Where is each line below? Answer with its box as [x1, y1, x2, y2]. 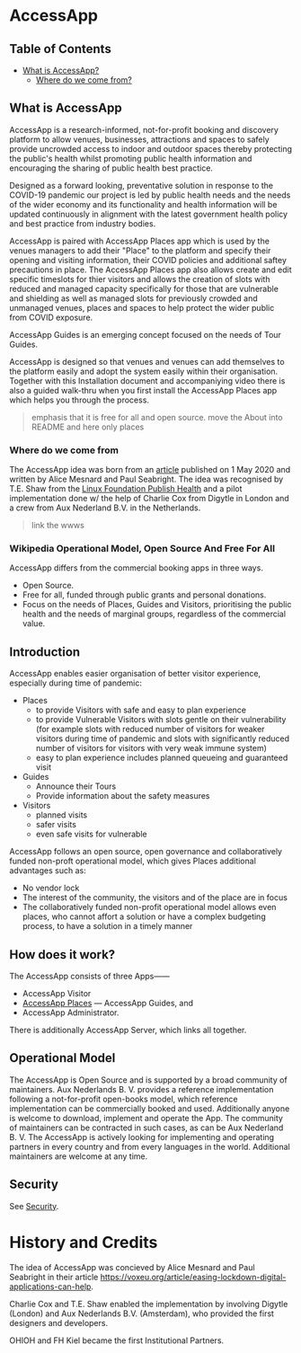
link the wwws [31, 520, 85, 531]
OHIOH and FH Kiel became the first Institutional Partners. [9, 1335, 225, 1346]
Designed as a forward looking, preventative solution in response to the [9, 180, 274, 190]
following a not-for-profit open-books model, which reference [9, 1093, 238, 1104]
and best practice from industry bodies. [9, 217, 156, 229]
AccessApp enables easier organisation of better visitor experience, [9, 668, 261, 679]
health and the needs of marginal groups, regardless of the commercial [22, 608, 286, 620]
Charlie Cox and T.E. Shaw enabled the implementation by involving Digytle [9, 1298, 288, 1309]
